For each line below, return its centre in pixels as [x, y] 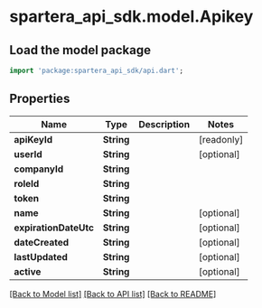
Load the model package [80, 50]
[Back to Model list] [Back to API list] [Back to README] [113, 294]
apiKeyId [33, 139]
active [28, 271]
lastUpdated [41, 257]
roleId [27, 183]
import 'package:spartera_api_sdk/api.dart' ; [96, 70]
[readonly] [221, 139]
